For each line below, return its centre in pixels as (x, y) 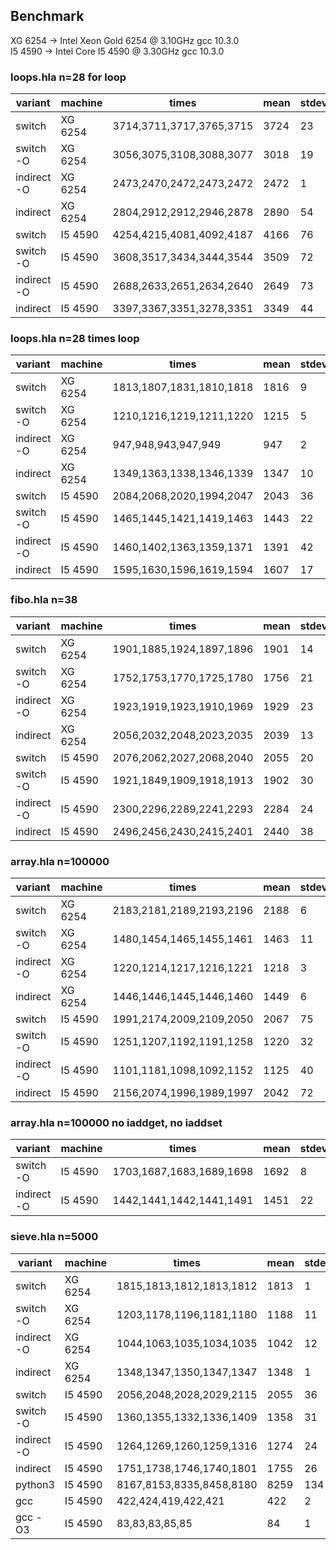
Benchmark (47, 16)
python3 (35, 1484)
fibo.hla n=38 (44, 600)
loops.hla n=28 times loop (75, 339)
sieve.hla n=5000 (54, 1237)
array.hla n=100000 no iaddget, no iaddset (116, 1122)
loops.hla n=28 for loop (68, 77)
